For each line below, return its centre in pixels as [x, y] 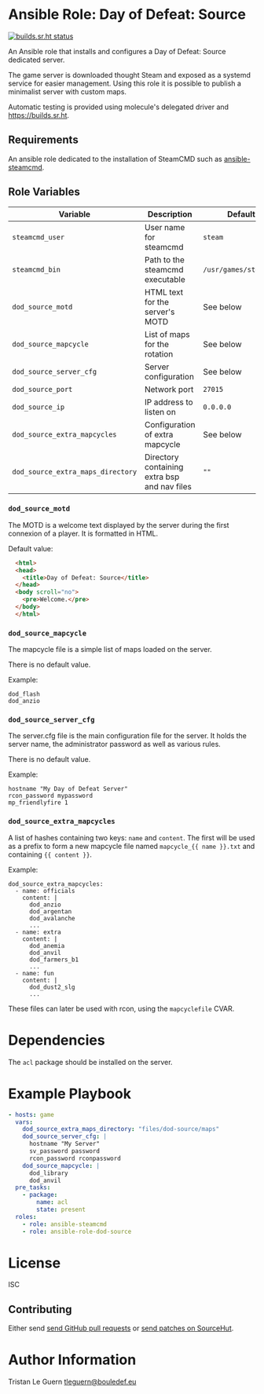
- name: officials [46, 891]
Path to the [164, 259]
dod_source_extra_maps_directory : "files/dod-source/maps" [121, 1129]
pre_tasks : [33, 1187]
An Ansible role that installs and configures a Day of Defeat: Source [117, 51]
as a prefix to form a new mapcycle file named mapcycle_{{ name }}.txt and [132, 846]
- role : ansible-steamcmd [65, 1224]
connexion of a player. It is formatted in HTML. [83, 533]
